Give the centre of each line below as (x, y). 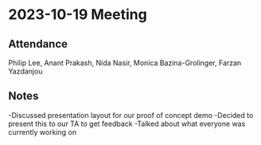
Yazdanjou (25, 71)
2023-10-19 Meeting (78, 15)
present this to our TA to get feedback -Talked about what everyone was (127, 124)
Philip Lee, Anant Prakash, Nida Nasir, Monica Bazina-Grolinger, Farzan (125, 63)
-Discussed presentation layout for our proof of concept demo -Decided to (131, 115)
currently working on (43, 132)
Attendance (38, 44)
